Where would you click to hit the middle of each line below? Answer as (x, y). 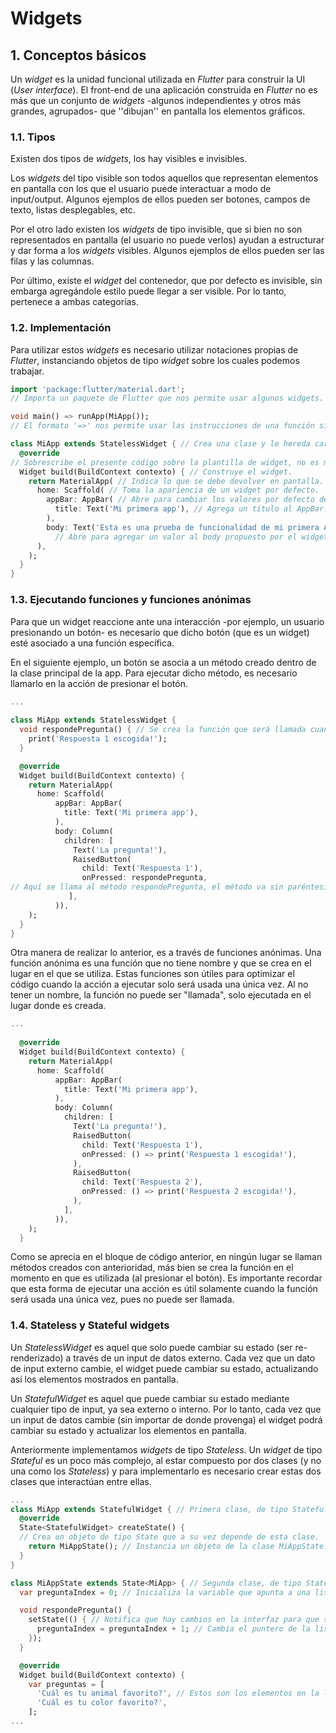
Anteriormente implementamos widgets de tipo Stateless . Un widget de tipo (166, 1449)
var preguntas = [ (66, 1684)
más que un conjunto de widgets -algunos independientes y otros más (156, 100)
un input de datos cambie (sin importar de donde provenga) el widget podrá (166, 1419)
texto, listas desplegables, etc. (73, 210)
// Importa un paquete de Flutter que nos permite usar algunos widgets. (167, 398)
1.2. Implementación (61, 328)
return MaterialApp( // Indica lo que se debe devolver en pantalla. (176, 481)
